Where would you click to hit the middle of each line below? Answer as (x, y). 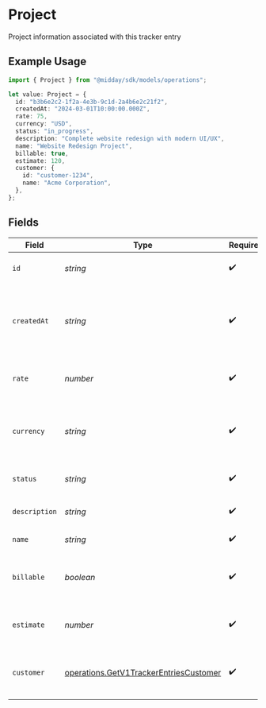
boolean (80, 577)
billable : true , (42, 153)
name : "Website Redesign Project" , (74, 146)
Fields (24, 223)
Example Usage (47, 62)
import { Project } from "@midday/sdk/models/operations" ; (108, 80)
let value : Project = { (47, 94)
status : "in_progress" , (54, 131)
